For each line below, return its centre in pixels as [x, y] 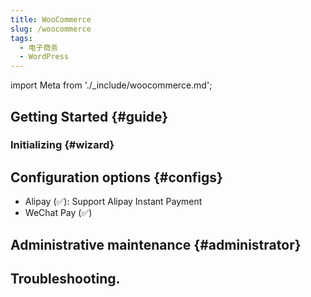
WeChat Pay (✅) [58, 213]
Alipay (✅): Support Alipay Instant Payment [113, 202]
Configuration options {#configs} [116, 177]
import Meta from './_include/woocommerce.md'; [111, 85]
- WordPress [44, 57]
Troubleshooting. [65, 279]
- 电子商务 [39, 47]
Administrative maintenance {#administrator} [156, 244]
